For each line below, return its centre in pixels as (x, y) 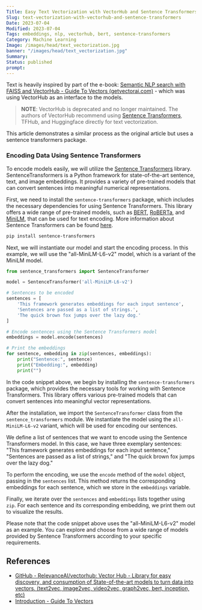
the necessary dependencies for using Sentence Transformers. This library (99, 206)
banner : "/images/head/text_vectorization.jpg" (67, 51)
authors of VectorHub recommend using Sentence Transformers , (102, 115)
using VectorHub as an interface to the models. (65, 97)
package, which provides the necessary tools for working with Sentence (96, 388)
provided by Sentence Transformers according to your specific (84, 536)
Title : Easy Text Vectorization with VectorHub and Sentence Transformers (102, 12)
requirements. (23, 542)
